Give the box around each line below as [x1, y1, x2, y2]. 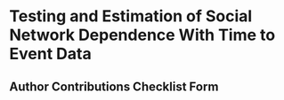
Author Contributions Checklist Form [9, 79, 219, 94]
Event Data [9, 44, 92, 64]
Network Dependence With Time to [9, 25, 276, 45]
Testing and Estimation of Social [9, 6, 253, 27]
